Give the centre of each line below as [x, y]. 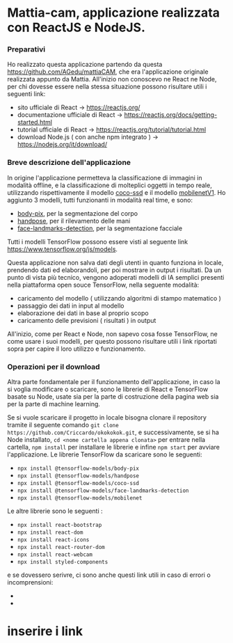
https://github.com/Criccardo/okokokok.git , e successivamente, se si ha [113, 432]
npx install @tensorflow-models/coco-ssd [78, 484]
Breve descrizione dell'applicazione [69, 163]
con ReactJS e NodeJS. [77, 27]
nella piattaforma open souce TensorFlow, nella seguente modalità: [103, 285]
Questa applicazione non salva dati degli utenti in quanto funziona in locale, [115, 262]
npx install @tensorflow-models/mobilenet [80, 498]
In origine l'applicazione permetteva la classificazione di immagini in [105, 177]
